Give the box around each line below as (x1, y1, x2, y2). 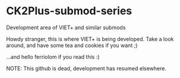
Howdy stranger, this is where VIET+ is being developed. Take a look (6, 35, 174, 42)
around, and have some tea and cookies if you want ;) (6, 42, 138, 49)
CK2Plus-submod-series (6, 4, 132, 18)
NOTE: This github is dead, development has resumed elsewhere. (6, 64, 166, 72)
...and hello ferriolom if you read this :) (6, 53, 100, 60)
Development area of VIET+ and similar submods (6, 24, 126, 31)
